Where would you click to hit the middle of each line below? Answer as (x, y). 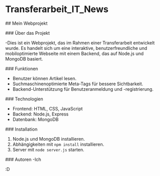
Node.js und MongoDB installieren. (49, 139)
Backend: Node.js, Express (41, 114)
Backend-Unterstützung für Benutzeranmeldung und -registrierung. (83, 89)
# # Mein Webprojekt (26, 23)
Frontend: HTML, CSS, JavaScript (48, 108)
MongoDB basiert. (24, 58)
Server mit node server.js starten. (48, 149)
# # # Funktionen (22, 69)
